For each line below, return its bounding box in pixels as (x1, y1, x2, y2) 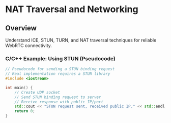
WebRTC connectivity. (5, 43, 52, 49)
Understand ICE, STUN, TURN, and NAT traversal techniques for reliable (5, 37, 157, 43)
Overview (5, 24, 37, 32)
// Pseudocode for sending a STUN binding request (5, 67, 115, 72)
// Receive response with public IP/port (14, 99, 103, 104)
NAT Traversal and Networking (5, 4, 138, 15)
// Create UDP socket (14, 90, 60, 95)
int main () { (5, 85, 33, 90)
